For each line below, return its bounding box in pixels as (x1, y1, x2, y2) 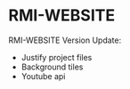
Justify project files (20, 52, 93, 62)
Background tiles (20, 61, 84, 72)
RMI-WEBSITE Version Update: (8, 35, 122, 45)
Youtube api (20, 70, 66, 81)
